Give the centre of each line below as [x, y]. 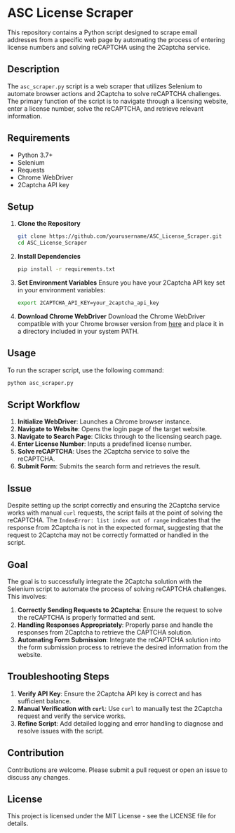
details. [18, 824]
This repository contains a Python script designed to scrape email [102, 32]
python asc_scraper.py [40, 383]
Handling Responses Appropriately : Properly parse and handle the [115, 625]
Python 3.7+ [35, 155]
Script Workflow [44, 405]
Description [33, 69]
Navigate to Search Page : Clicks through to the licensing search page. [120, 437]
